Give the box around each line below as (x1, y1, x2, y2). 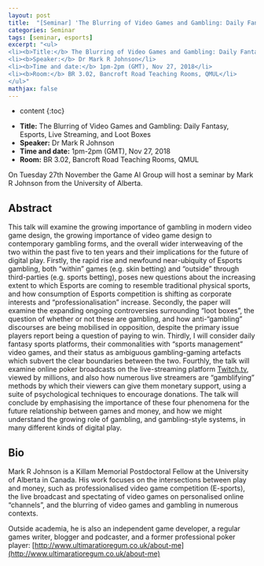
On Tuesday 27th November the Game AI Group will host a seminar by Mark (8, 170, 254, 179)
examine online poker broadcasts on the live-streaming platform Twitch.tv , (8, 364, 249, 374)
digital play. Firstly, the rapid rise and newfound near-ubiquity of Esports (8, 256, 242, 265)
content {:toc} (19, 106, 65, 116)
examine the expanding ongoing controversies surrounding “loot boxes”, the (8, 306, 255, 316)
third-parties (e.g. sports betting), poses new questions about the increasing (8, 272, 256, 282)
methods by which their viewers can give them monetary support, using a (8, 381, 247, 390)
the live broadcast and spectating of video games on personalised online (8, 492, 244, 501)
